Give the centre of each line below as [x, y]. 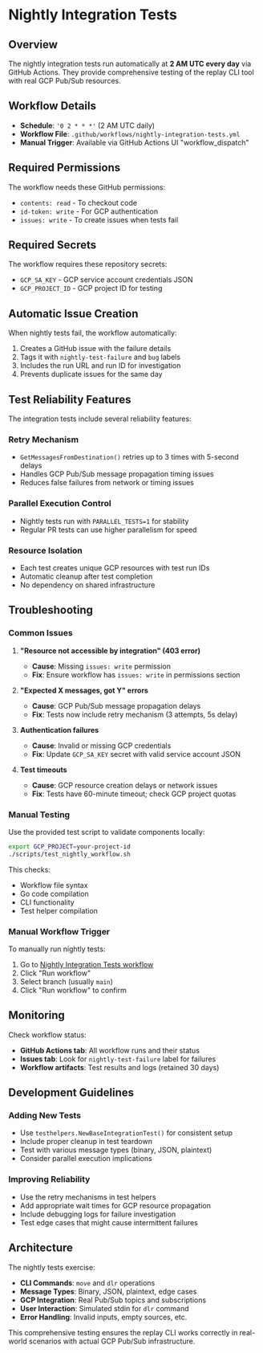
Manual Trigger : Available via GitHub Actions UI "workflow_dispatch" [134, 142]
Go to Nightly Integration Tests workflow [87, 964]
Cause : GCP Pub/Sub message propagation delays [116, 705]
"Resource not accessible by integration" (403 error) [110, 650]
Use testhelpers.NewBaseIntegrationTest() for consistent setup [126, 1133]
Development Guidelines [71, 1093]
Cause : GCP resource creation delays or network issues [125, 785]
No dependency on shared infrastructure [87, 585]
